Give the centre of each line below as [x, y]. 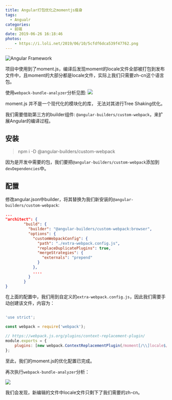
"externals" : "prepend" [67, 258]
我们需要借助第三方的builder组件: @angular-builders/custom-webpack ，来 [82, 114]
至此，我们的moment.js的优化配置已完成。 [50, 361]
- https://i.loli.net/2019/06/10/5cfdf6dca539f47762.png [77, 44]
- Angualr [20, 20]
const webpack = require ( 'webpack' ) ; [46, 327]
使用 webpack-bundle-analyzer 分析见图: [46, 93]
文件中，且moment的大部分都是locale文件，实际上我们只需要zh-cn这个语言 [85, 75]
